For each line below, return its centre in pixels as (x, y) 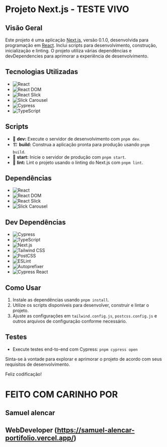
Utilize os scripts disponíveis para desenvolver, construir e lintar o (81, 305)
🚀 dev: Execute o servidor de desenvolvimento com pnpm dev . (76, 139)
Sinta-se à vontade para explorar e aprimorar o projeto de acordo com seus (83, 359)
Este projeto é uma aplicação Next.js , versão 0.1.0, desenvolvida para (77, 40)
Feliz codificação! (23, 374)
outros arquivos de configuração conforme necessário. (70, 322)
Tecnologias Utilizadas (42, 72)
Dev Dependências (36, 222)
